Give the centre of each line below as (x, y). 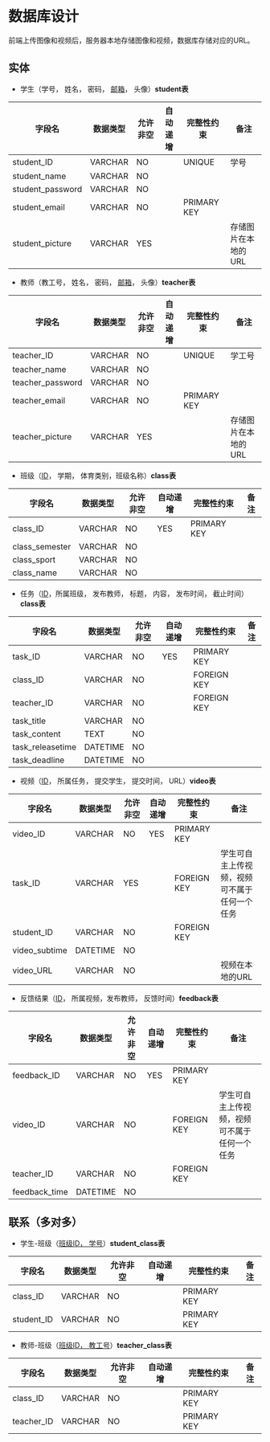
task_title (29, 721)
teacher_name (39, 369)
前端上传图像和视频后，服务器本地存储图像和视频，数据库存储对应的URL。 (131, 40)
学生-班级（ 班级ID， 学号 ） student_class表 (92, 1243)
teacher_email (39, 400)
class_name (35, 573)
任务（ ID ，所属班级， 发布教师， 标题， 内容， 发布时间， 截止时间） (134, 593)
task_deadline (39, 760)
